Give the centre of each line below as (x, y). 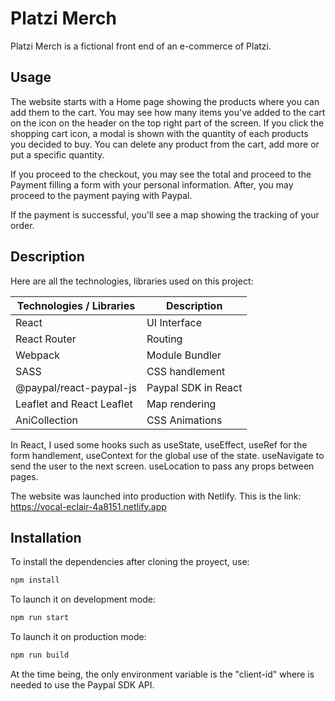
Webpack (37, 355)
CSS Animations (184, 420)
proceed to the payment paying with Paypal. (101, 195)
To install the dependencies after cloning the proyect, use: (130, 562)
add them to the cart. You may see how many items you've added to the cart (168, 112)
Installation (46, 537)
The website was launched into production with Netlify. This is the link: (156, 496)
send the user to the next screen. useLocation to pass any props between (162, 466)
